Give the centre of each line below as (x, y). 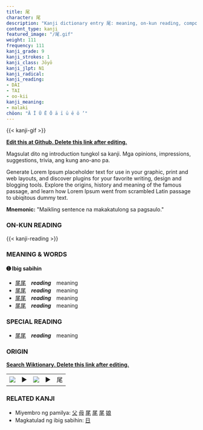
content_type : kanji (32, 29)
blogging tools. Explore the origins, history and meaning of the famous (94, 185)
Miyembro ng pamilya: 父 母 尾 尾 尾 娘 (63, 412)
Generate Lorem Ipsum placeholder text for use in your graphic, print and (97, 172)
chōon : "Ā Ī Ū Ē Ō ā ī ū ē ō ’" (47, 113)
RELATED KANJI (31, 399)
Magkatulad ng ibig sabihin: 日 (53, 420)
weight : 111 (21, 40)
